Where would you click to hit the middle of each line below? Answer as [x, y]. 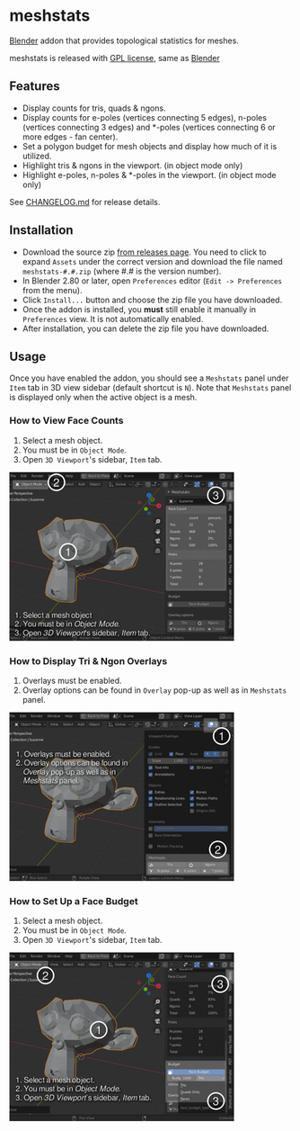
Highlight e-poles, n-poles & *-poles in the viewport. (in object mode [149, 175]
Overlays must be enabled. [72, 680]
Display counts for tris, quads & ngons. [94, 108]
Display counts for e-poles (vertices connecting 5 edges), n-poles [145, 117]
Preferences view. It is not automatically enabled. [113, 319]
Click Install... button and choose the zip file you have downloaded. [152, 300]
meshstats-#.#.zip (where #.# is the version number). [122, 271]
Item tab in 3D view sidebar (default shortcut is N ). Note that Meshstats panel [150, 388]
